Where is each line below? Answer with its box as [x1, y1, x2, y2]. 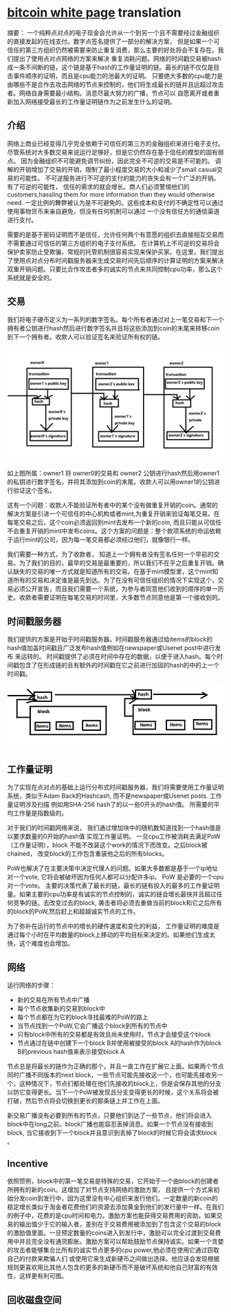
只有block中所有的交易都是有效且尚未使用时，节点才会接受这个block [16, 1030, 211, 1039]
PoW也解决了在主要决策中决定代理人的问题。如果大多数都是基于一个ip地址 [7, 864, 219, 872]
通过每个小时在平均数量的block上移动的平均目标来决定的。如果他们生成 [7, 930, 210, 939]
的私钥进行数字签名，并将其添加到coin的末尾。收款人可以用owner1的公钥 [7, 478, 214, 486]
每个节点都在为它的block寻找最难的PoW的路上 [16, 1013, 149, 1021]
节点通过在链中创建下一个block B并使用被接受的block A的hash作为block [16, 1039, 222, 1047]
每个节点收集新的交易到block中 [16, 1004, 105, 1012]
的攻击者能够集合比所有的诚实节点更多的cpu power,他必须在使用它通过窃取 [7, 1246, 220, 1254]
